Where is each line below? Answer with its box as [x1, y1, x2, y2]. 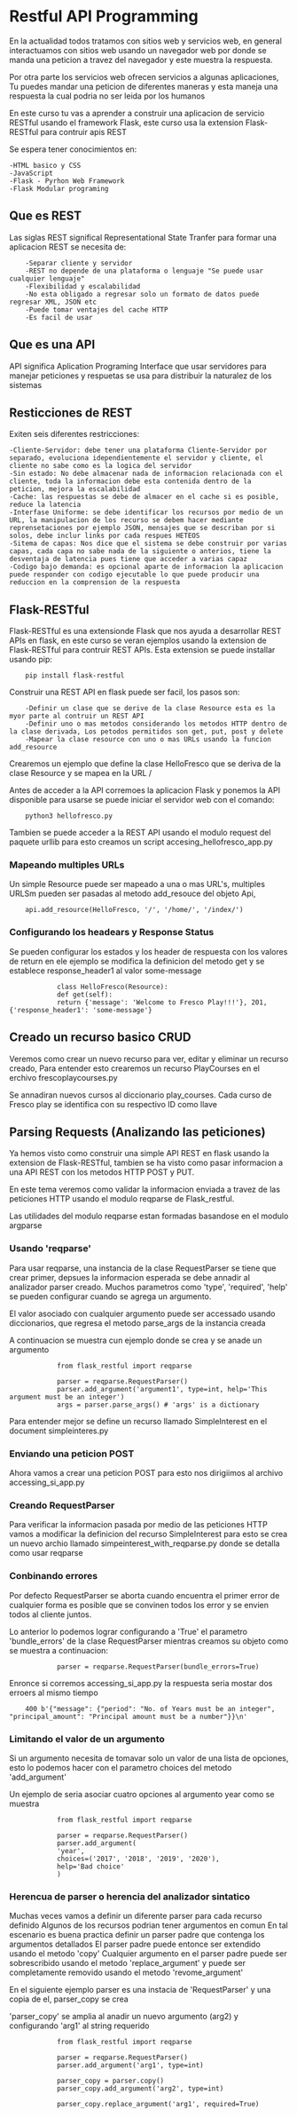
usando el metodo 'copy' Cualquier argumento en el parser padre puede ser [9, 1948, 287, 1959]
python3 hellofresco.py [25, 812, 113, 821]
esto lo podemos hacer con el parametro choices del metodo [9, 1762, 232, 1772]
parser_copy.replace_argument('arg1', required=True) [56, 2100, 260, 2109]
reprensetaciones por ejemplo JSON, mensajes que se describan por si [9, 524, 276, 533]
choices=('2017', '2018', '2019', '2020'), [56, 1854, 220, 1863]
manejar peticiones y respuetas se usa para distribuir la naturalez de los [9, 370, 272, 381]
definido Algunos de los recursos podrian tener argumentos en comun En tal [9, 1920, 288, 1931]
